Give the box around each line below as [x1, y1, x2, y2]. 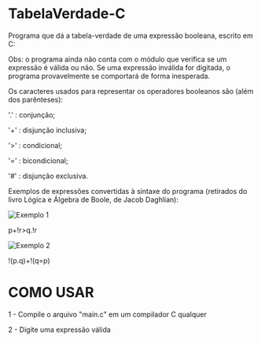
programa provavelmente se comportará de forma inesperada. [8, 71, 211, 80]
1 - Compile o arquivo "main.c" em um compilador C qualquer [8, 309, 207, 319]
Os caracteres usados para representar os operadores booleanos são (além [8, 86, 254, 95]
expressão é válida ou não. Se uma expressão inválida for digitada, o [8, 62, 230, 72]
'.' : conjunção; [8, 110, 56, 119]
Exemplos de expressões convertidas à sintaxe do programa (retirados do [8, 186, 248, 195]
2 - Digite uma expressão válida [8, 325, 112, 334]
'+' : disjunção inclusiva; [8, 125, 87, 135]
